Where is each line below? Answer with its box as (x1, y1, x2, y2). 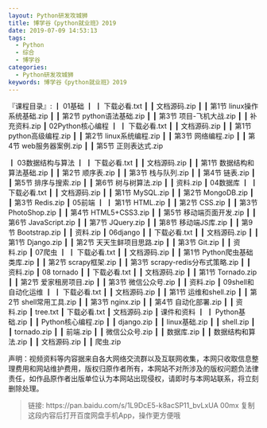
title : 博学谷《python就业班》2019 (8, 19, 117, 27)
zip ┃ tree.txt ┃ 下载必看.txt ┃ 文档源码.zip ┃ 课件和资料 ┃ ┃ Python (17, 307, 239, 317)
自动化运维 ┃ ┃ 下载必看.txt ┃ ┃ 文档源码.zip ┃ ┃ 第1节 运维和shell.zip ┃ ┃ (8, 287, 249, 297)
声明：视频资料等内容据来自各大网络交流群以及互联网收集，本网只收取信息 (8, 353, 252, 363)
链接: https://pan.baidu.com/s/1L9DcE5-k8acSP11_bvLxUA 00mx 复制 (27, 400, 256, 410)
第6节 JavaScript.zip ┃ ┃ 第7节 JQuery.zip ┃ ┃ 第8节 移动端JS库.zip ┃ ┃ (8, 217, 240, 227)
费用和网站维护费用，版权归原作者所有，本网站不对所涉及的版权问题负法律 (14, 364, 259, 373)
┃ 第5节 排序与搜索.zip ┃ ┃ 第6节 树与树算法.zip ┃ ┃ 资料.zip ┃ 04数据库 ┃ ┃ (8, 177, 258, 187)
